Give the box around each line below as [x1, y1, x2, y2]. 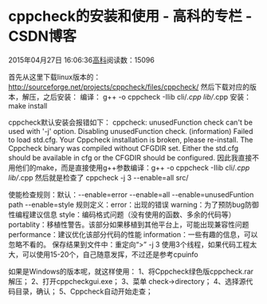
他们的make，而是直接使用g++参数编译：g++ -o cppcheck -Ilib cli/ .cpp [14, 163, 250, 172]
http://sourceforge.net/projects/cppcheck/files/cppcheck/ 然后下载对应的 [8, 81, 249, 92]
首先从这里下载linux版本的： [8, 72, 101, 81]
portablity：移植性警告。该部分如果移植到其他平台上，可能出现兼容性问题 [8, 219, 249, 229]
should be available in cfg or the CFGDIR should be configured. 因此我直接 [8, 152, 253, 162]
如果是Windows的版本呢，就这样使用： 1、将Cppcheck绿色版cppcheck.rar [8, 266, 253, 276]
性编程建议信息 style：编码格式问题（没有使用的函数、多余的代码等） [8, 209, 236, 219]
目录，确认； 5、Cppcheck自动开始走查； [14, 286, 153, 296]
